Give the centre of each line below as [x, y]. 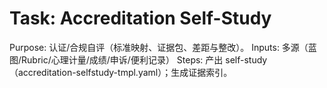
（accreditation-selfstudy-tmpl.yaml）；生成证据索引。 [121, 72]
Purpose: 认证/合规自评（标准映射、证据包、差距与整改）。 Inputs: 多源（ [159, 47]
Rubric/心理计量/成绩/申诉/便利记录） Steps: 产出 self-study [144, 59]
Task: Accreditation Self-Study [140, 18]
